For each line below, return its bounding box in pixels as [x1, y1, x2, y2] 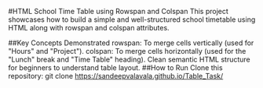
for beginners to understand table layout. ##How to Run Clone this [8, 63, 223, 72]
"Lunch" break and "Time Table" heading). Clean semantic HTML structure [8, 55, 251, 64]
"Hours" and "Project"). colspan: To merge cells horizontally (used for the [8, 47, 247, 55]
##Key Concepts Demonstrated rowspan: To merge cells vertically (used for [8, 38, 254, 48]
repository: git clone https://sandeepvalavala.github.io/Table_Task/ [8, 72, 224, 80]
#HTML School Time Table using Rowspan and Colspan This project [8, 7, 229, 16]
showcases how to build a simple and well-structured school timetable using [8, 15, 256, 24]
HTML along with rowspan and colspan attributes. [8, 23, 170, 32]
